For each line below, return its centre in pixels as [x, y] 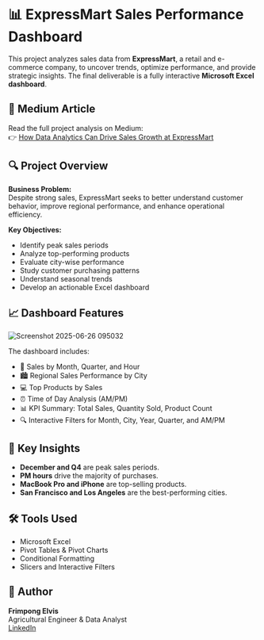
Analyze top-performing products [75, 253]
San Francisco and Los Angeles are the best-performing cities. [123, 492]
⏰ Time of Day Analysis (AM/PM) [74, 399]
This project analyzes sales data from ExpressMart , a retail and [112, 59]
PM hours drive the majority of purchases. [89, 476]
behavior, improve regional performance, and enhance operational [116, 205]
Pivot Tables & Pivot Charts [64, 550]
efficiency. [25, 214]
